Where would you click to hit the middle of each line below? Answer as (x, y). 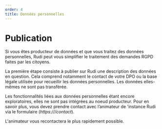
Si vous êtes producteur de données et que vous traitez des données (74, 52)
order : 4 (14, 9)
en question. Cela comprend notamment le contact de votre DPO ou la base (81, 76)
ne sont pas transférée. (44, 87)
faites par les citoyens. (28, 62)
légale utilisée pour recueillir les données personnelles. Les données (74, 82)
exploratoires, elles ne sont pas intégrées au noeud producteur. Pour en (77, 101)
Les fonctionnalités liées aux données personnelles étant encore (70, 96)
